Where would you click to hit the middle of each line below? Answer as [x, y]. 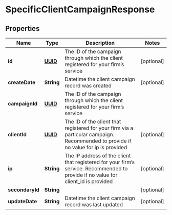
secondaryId [24, 190]
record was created [88, 86]
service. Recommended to [96, 168]
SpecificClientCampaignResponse [80, 10]
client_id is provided [89, 181]
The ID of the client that [93, 122]
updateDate [23, 201]
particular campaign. [90, 135]
